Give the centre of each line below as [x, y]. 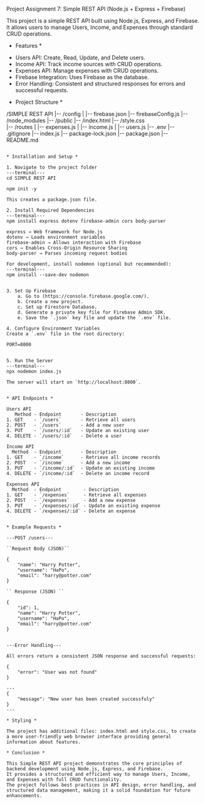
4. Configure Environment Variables [53, 328]
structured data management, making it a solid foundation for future [99, 790]
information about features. [44, 742]
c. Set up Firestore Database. [57, 307]
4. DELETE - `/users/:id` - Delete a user [64, 436]
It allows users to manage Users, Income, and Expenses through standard [100, 27]
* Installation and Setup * [42, 157]
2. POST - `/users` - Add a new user [65, 425]
